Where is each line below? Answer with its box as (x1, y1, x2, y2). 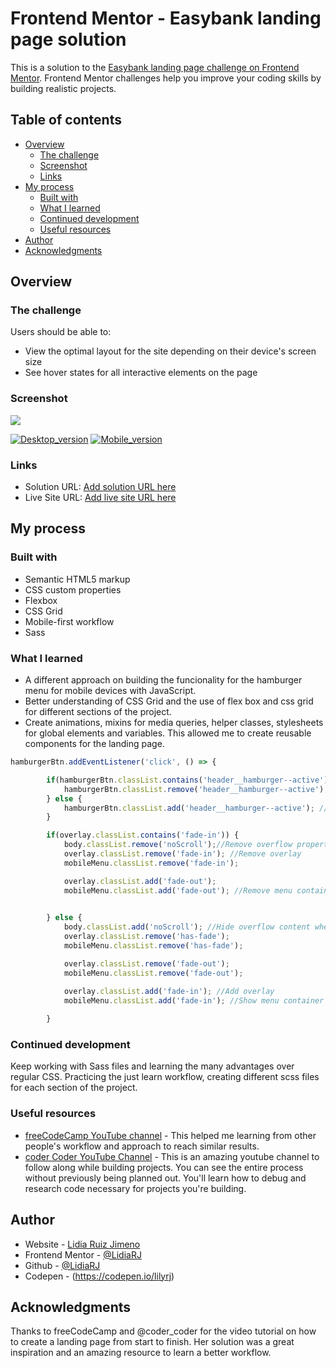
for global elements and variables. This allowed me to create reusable (24, 727, 312, 739)
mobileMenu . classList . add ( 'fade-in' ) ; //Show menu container (63, 995, 325, 1006)
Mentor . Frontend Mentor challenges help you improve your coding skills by (10, 72, 322, 84)
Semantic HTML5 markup (24, 573, 131, 585)
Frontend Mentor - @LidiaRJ (24, 1248, 142, 1261)
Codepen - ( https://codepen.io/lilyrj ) (24, 1270, 175, 1282)
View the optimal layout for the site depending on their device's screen (24, 345, 317, 357)
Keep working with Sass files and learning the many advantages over (10, 1060, 295, 1072)
